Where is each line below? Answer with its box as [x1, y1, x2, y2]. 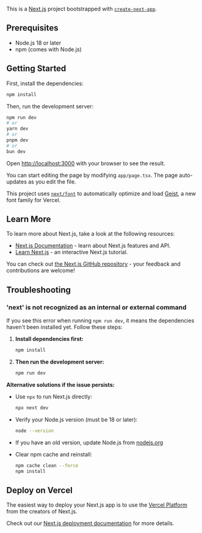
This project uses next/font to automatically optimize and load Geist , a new [6, 190, 197, 197]
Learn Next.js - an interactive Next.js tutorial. [15, 248, 128, 256]
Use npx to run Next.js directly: [15, 393, 93, 400]
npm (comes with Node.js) [15, 45, 82, 53]
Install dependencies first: [15, 335, 84, 343]
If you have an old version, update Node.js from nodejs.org [15, 439, 164, 446]
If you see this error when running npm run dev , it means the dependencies [6, 317, 195, 324]
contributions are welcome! [6, 267, 75, 274]
